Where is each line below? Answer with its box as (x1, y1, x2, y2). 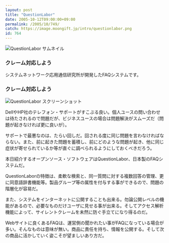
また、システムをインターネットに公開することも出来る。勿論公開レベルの (5, 196, 160, 202)
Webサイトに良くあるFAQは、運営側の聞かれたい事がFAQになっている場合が (5, 220, 164, 226)
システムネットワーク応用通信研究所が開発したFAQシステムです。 (5, 72, 141, 78)
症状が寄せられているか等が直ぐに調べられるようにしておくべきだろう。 (5, 145, 155, 151)
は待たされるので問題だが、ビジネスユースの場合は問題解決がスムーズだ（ (5, 115, 160, 121)
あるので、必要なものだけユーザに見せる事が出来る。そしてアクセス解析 (14, 202, 164, 209)
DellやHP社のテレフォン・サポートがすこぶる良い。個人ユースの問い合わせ (5, 109, 160, 115)
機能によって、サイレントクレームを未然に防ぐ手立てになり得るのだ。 (5, 209, 150, 215)
